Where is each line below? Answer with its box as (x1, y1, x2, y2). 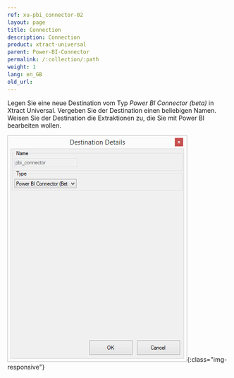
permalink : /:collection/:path (7, 56, 99, 63)
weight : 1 (7, 63, 37, 71)
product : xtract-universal (7, 41, 87, 49)
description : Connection (7, 34, 80, 41)
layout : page (7, 18, 46, 26)
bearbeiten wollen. (7, 121, 62, 130)
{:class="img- (187, 355, 228, 363)
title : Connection (7, 26, 61, 33)
